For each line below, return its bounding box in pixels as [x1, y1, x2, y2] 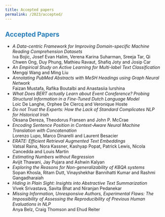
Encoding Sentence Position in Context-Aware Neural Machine [12, 122, 140, 128]
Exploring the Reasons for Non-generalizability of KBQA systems [12, 164, 145, 170]
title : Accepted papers [5, 7, 54, 12]
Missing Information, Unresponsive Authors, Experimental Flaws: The [12, 191, 154, 197]
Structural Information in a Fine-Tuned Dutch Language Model [12, 96, 140, 102]
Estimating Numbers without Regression [12, 154, 94, 160]
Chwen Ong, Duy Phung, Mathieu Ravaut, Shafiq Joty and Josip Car [12, 59, 151, 65]
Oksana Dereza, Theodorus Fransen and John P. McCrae [12, 117, 129, 123]
